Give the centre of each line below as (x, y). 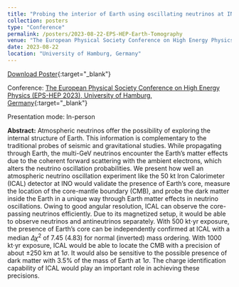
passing (19, 214)
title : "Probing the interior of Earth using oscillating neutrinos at (116, 14)
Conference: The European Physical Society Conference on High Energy (114, 88)
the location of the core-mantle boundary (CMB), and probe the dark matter (118, 191)
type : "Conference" (36, 27)
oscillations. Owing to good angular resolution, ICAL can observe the (108, 206)
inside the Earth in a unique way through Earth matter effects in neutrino (113, 198)
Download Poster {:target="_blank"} (59, 74)
